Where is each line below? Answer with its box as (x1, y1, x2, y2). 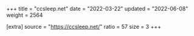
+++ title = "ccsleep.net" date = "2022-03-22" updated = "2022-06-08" (6, 5, 189, 12)
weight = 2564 (6, 11, 43, 19)
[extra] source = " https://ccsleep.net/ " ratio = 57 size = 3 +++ (6, 23, 161, 30)
